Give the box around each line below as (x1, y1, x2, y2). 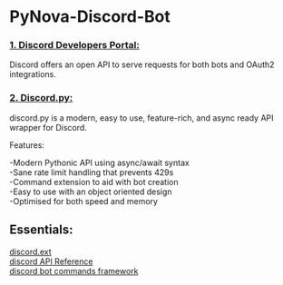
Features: (9, 139, 45, 151)
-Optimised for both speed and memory (9, 195, 159, 206)
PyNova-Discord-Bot (9, 6, 171, 27)
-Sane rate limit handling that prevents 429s (9, 166, 174, 178)
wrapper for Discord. (9, 122, 88, 133)
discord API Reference (9, 256, 93, 267)
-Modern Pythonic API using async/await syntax (9, 157, 190, 168)
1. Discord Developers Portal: (9, 39, 141, 52)
